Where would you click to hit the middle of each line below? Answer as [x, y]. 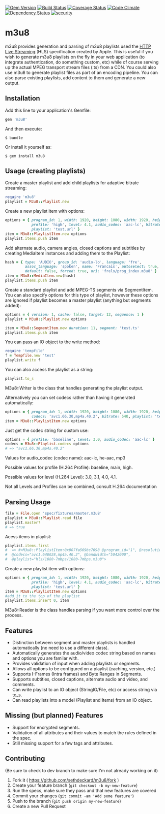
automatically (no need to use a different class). [60, 648]
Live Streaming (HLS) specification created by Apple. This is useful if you [79, 51]
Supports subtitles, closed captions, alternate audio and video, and [80, 679]
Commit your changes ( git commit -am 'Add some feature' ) [73, 796]
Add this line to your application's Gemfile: [48, 110]
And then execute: [24, 129]
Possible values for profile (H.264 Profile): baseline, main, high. [69, 467]
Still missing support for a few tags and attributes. [63, 743]
